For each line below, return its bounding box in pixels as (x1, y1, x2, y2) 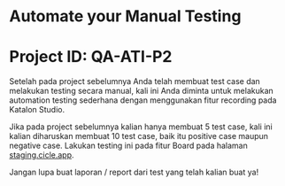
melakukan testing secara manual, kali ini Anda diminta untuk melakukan (9, 86, 274, 97)
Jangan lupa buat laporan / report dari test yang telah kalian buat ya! (9, 167, 259, 178)
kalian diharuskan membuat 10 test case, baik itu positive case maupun (9, 131, 268, 142)
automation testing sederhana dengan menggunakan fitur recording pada (9, 95, 277, 105)
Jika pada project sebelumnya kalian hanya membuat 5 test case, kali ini (9, 121, 273, 132)
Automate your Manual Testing (9, 6, 242, 27)
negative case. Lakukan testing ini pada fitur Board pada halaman (9, 140, 248, 151)
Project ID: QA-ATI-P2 (9, 47, 173, 67)
